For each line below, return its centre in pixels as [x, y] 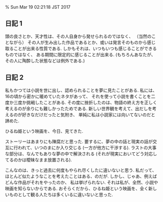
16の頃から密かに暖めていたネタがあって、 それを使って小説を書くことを [78, 96]
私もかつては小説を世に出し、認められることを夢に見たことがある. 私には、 [81, 90]
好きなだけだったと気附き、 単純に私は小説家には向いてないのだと [89, 115]
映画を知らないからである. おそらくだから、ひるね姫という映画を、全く [77, 188]
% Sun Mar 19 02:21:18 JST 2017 [38, 7]
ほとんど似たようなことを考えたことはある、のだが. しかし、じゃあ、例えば [81, 176]
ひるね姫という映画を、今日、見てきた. [44, 131]
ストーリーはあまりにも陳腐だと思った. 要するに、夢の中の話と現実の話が [79, 141]
